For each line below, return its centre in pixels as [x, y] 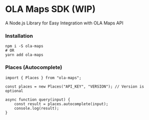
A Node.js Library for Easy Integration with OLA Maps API [64, 23]
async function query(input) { [38, 100]
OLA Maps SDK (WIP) [50, 9]
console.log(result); [36, 108]
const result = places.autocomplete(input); [61, 104]
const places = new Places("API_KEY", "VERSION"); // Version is [74, 86]
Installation [19, 36]
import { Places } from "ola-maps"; [43, 78]
